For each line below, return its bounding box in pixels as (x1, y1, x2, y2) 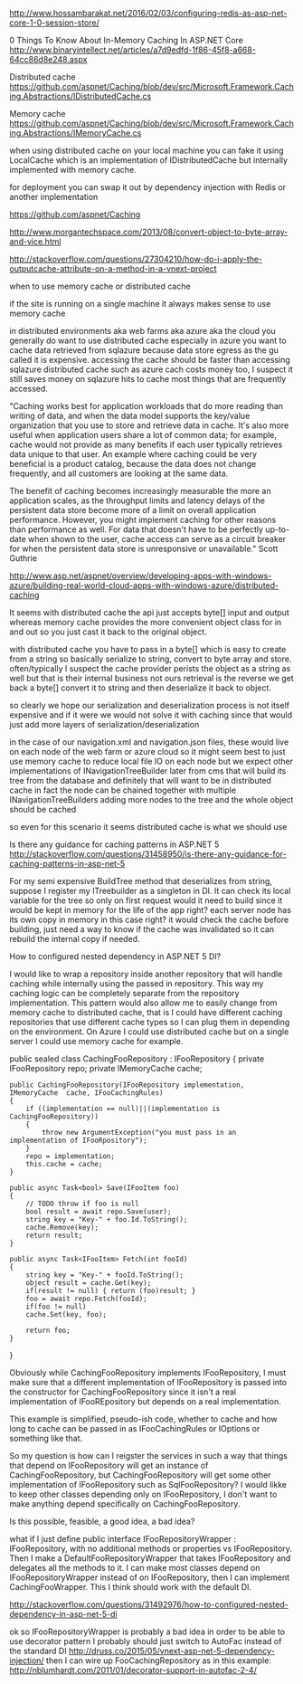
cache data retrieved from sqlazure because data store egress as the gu (9, 345, 279, 356)
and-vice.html (9, 236, 62, 247)
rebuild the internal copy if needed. (9, 934, 140, 944)
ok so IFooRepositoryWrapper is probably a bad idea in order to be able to (9, 1626, 286, 1637)
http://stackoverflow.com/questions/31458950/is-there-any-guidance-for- (9, 849, 287, 859)
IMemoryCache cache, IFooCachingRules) (9, 1089, 165, 1098)
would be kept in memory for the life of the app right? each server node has (9, 905, 292, 915)
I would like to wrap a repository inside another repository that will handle (9, 968, 283, 979)
